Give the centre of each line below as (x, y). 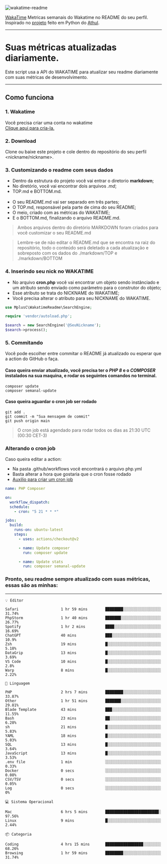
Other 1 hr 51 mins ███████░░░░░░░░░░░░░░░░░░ (83, 701)
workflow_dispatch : (30, 502)
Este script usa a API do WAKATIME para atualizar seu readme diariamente (82, 72)
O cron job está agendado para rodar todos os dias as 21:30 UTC (84, 430)
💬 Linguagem (17, 683)
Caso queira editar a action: (34, 459)
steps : (21, 535)
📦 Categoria (18, 834)
